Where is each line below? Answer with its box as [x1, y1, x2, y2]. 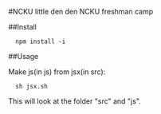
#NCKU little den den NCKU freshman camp [8, 7, 154, 16]
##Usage [8, 52, 39, 61]
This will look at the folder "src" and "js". [8, 96, 141, 106]
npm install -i [15, 37, 66, 45]
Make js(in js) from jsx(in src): [8, 67, 106, 77]
